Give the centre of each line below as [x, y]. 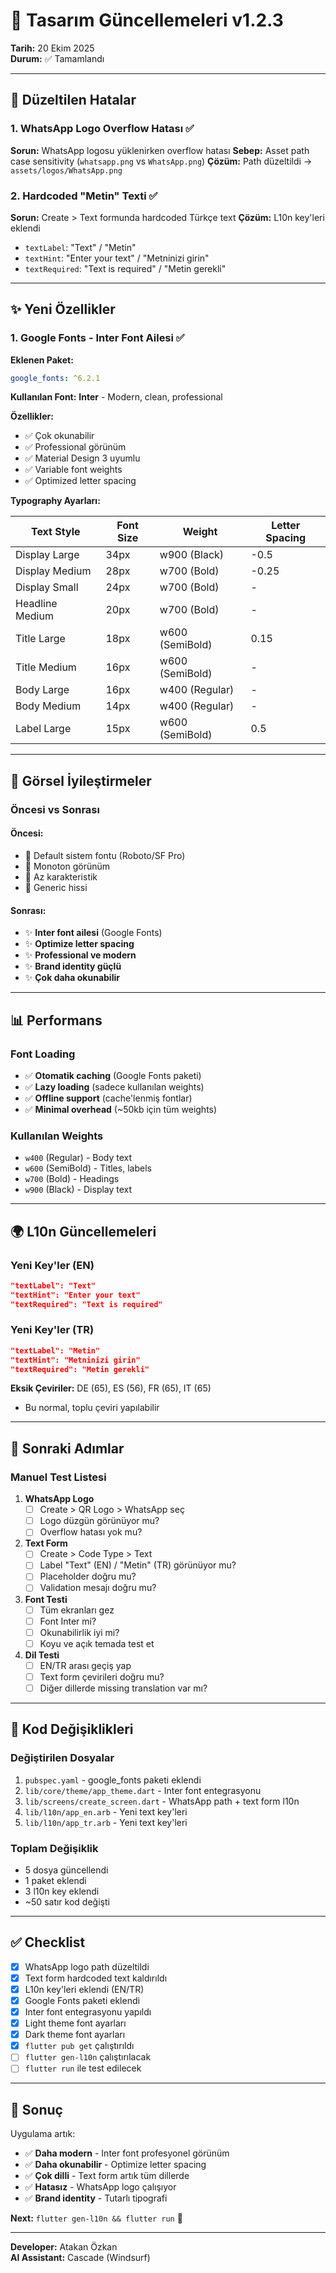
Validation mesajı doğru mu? [98, 1588]
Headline [36, 604]
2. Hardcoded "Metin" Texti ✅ [84, 196]
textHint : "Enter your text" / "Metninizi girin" [117, 258]
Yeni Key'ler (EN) [52, 1265]
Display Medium [53, 571]
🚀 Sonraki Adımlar [67, 1448]
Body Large [42, 690]
